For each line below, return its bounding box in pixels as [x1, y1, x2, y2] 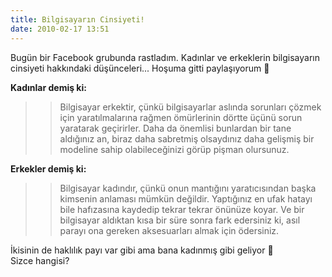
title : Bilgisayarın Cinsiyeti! [10, 14, 145, 25]
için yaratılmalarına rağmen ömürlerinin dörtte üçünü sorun [59, 111, 303, 123]
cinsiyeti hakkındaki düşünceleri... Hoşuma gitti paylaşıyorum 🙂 [10, 62, 270, 74]
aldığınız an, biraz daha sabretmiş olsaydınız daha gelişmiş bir [59, 132, 315, 145]
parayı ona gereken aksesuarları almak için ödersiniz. [59, 224, 280, 236]
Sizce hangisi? [10, 254, 70, 266]
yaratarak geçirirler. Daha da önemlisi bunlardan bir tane [59, 122, 292, 134]
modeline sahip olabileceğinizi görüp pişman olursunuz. [59, 143, 290, 155]
